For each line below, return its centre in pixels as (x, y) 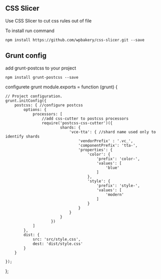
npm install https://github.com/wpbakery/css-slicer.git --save (75, 40)
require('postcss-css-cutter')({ (77, 123)
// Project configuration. (34, 96)
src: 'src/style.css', (57, 239)
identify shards (22, 136)
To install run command (30, 31)
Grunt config (26, 56)
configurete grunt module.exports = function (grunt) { (62, 87)
